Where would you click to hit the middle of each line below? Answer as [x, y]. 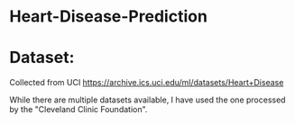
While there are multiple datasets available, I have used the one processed [147, 100]
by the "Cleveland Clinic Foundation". [78, 110]
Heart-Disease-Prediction [108, 17]
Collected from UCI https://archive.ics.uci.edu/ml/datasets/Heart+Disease [147, 83]
